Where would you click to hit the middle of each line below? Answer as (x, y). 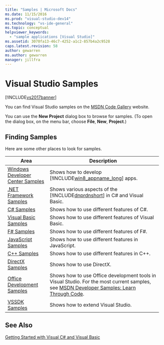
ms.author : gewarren (26, 55)
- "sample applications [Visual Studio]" (52, 37)
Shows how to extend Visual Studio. (91, 305)
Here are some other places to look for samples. (53, 149)
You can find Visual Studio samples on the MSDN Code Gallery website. (77, 107)
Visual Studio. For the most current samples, (100, 282)
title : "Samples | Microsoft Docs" (41, 10)
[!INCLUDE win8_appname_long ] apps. (94, 178)
